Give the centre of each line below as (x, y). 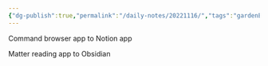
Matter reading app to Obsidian (59, 53)
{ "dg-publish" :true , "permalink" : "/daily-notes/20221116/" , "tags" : (121, 16)
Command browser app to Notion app (71, 38)
